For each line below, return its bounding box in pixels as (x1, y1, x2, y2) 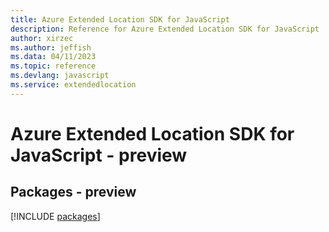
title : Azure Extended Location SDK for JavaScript (10, 14, 230, 25)
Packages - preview (10, 184, 137, 201)
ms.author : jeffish (10, 42, 92, 53)
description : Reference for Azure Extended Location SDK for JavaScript (10, 24, 320, 34)
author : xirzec (10, 33, 74, 43)
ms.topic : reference (10, 61, 97, 71)
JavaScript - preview (10, 144, 188, 166)
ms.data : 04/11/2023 (10, 52, 97, 62)
